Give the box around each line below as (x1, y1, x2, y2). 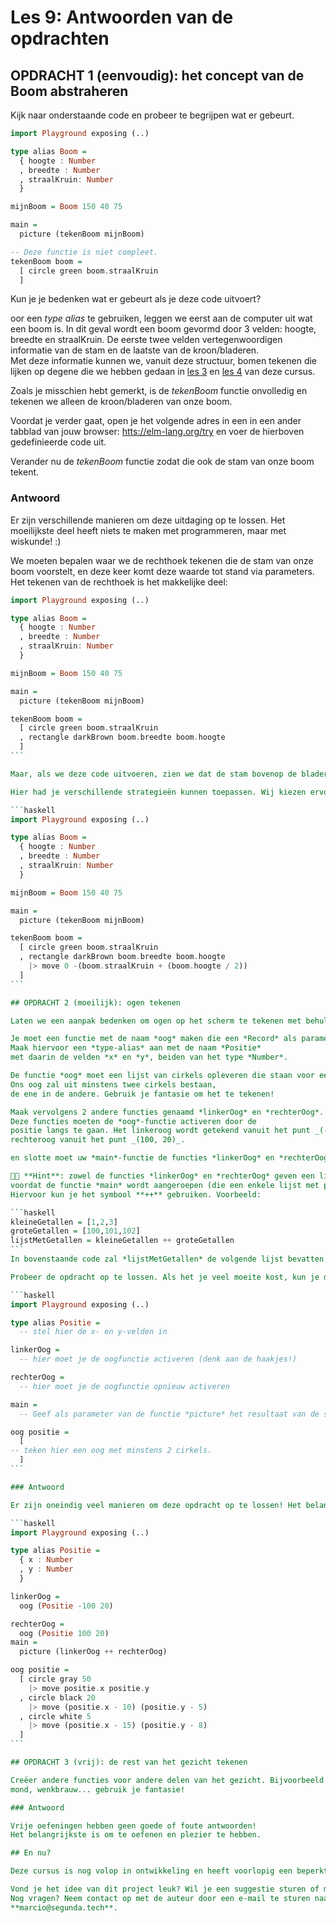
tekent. (10, 466, 40, 478)
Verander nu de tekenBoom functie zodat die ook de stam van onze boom (10, 456, 315, 468)
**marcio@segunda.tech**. (10, 1902, 118, 1913)
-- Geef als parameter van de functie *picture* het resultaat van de (19, 1409, 320, 1419)
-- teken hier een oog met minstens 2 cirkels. (10, 1446, 213, 1456)
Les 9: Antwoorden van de (10, 6, 234, 29)
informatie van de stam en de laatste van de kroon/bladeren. (10, 344, 260, 356)
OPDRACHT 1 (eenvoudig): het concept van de (10, 67, 305, 84)
